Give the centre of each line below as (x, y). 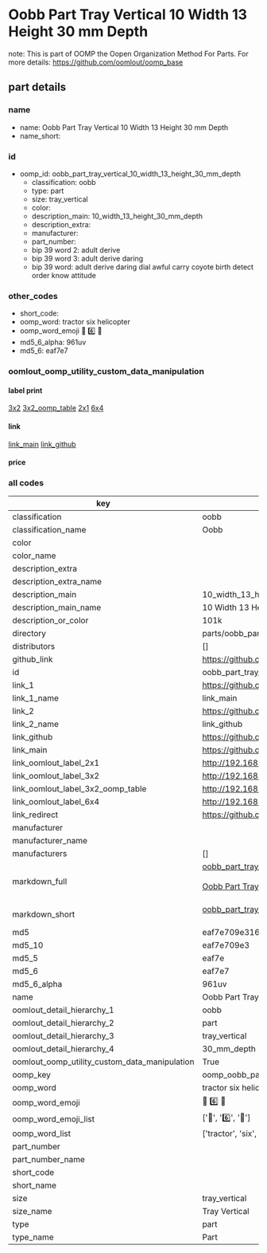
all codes (26, 483)
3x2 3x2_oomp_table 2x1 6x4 (56, 408)
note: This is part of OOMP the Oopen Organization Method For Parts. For (128, 53)
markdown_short (44, 914)
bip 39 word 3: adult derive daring (87, 258)
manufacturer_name (50, 841)
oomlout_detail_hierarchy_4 (63, 1049)
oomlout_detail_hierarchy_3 (63, 1036)
